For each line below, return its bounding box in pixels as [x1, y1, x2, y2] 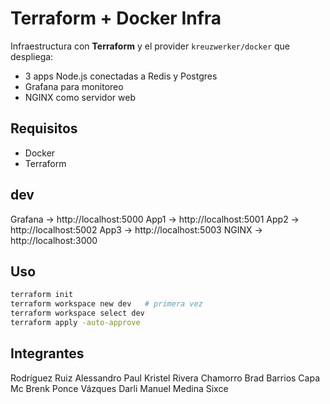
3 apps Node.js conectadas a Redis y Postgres [24, 70, 218, 82]
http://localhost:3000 [10, 234, 98, 246]
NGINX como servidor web [24, 91, 136, 103]
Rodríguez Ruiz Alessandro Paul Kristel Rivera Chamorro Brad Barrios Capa [10, 372, 321, 384]
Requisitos [10, 120, 78, 137]
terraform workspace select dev [10, 308, 145, 319]
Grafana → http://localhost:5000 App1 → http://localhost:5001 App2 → [10, 213, 300, 225]
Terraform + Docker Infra [10, 7, 222, 30]
